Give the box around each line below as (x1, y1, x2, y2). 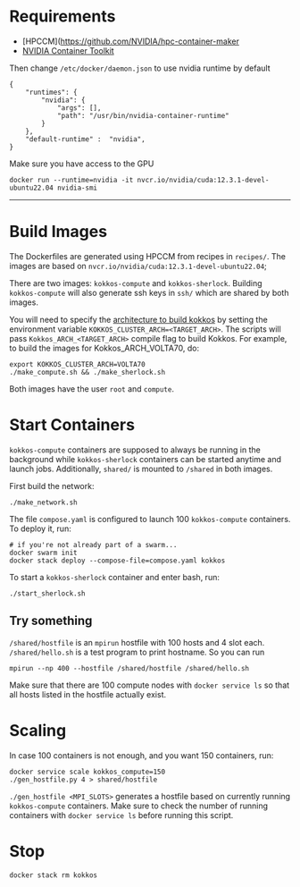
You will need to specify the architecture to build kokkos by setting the (9, 314, 268, 325)
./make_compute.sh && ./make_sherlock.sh (9, 367, 166, 376)
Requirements (9, 6, 116, 27)
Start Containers (9, 415, 136, 435)
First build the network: (9, 480, 95, 491)
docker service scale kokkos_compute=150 (9, 767, 166, 776)
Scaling (9, 720, 67, 740)
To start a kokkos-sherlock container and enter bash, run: (9, 571, 221, 582)
